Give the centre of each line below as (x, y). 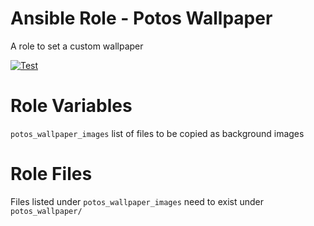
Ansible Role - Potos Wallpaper (141, 18)
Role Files (51, 174)
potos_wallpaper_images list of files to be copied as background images (157, 133)
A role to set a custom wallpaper (77, 46)
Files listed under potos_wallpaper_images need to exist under (137, 201)
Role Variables (71, 106)
